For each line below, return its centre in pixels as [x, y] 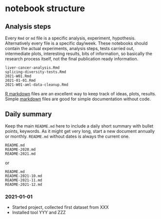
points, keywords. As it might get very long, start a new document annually [80, 131]
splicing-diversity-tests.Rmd [36, 72]
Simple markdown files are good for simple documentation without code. [78, 99]
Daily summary [28, 114]
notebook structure [45, 9]
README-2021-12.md [24, 184]
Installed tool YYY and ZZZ [39, 213]
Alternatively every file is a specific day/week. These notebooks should [76, 43]
